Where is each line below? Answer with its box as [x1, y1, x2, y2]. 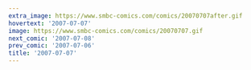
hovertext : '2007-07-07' [8, 19, 92, 27]
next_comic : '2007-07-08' [8, 34, 95, 43]
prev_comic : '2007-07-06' [8, 42, 95, 50]
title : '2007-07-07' [8, 49, 78, 57]
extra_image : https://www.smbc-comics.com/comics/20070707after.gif [8, 11, 243, 20]
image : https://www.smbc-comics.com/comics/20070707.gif [8, 27, 204, 35]
